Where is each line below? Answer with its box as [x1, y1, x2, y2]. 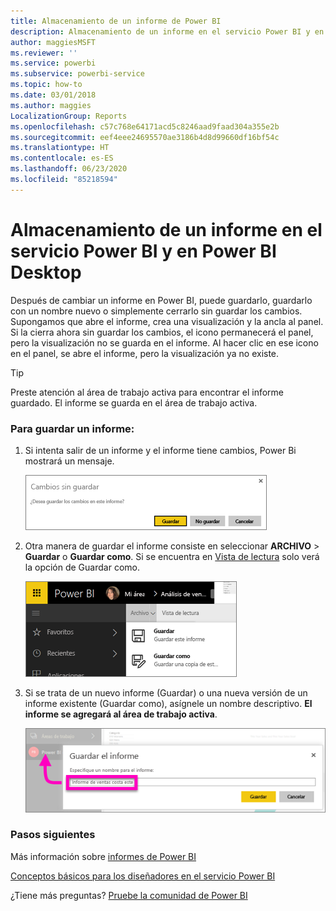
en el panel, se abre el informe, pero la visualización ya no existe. [10, 347, 280, 359]
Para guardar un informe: [10, 421, 135, 435]
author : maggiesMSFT [10, 37, 97, 47]
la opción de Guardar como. [24, 561, 140, 573]
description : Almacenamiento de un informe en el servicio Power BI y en [10, 26, 325, 37]
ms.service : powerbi [10, 58, 97, 69]
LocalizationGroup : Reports [10, 111, 128, 121]
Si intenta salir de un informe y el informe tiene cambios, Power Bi [24, 444, 297, 456]
